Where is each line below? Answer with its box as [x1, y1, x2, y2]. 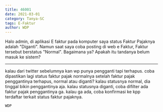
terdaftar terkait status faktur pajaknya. [5, 94, 83, 100]
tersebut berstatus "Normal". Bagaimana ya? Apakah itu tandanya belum [5, 49, 150, 55]
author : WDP [5, 25, 29, 30]
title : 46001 [5, 7, 32, 12]
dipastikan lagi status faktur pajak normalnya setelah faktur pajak [5, 74, 135, 79]
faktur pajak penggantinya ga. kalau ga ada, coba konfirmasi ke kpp [5, 89, 141, 95]
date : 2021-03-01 [5, 12, 40, 17]
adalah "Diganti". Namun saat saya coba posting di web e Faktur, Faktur [5, 44, 148, 50]
